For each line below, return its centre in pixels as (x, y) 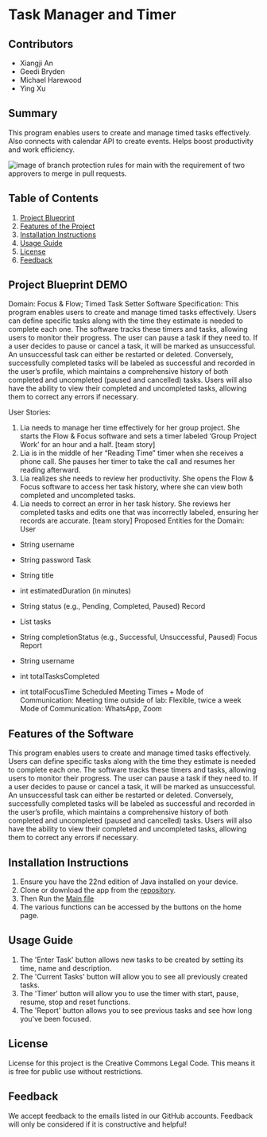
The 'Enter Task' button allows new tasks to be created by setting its (132, 960)
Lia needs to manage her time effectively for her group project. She (130, 428)
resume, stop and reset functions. (75, 1002)
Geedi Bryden (42, 72)
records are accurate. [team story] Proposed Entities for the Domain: (132, 521)
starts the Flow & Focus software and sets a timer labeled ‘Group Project (138, 436)
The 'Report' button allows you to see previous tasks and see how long (136, 1010)
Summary (33, 113)
